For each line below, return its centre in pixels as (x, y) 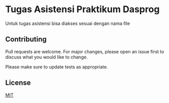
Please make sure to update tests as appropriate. (57, 66)
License (18, 83)
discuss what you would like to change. (47, 57)
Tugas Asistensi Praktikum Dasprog (82, 9)
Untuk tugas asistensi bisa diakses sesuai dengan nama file (68, 23)
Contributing (26, 39)
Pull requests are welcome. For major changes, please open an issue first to (85, 51)
